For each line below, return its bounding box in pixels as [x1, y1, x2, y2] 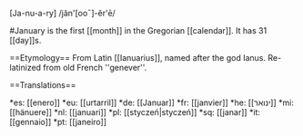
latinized [9, 63, 42, 73]
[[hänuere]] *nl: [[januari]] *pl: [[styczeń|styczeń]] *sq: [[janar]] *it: [9, 107, 261, 117]
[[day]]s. [9, 35, 42, 45]
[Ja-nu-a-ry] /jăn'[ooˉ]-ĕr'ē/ [9, 8, 116, 18]
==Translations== [9, 80, 76, 90]
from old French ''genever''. [43, 63, 147, 73]
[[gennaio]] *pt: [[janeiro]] [9, 117, 107, 127]
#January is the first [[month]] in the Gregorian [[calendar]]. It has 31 [9, 25, 268, 35]
